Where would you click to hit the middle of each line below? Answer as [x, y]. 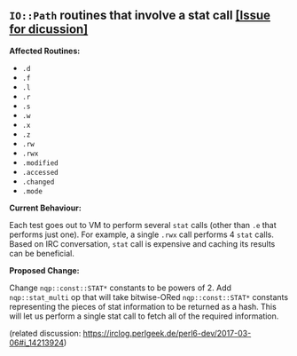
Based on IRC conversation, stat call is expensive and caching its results [142, 243]
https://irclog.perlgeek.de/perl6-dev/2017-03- [167, 333]
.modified [40, 163]
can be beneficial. [42, 253]
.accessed [40, 172]
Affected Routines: [45, 51]
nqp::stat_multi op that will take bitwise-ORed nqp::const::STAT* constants [149, 297]
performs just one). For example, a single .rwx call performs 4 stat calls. [142, 234]
